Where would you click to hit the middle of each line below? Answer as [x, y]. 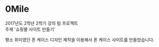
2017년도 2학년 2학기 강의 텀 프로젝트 [42, 23]
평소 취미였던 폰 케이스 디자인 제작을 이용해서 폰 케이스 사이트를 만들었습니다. [80, 40]
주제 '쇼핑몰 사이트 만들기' [30, 29]
